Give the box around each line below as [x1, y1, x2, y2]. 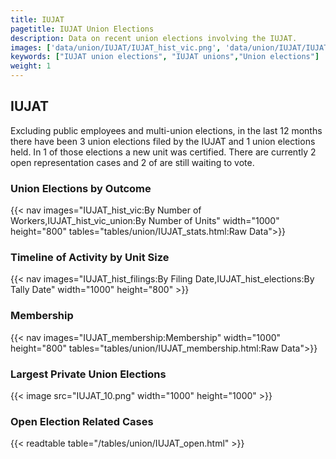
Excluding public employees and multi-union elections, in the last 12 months [10, 124, 323, 136]
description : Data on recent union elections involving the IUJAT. [10, 33, 298, 43]
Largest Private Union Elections [10, 367, 167, 381]
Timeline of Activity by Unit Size [10, 251, 170, 265]
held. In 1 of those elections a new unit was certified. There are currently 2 [10, 146, 317, 158]
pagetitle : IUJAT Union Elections [10, 24, 155, 34]
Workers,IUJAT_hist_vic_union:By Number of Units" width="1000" [10, 215, 280, 227]
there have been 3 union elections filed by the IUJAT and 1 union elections [10, 135, 316, 147]
